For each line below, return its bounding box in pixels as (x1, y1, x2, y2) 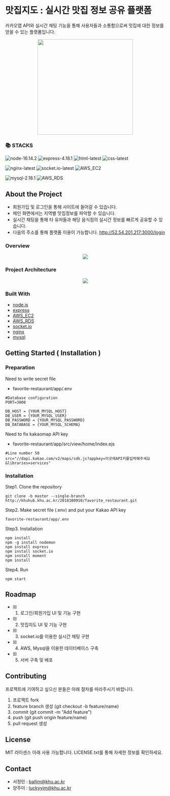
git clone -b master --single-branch (5, 494, 85, 499)
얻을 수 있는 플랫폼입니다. (5, 28, 56, 35)
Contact (5, 764, 31, 773)
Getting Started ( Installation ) (5, 349, 101, 357)
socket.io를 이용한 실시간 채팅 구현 (20, 633, 90, 639)
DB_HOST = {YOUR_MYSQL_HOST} (5, 409, 67, 414)
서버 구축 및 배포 (20, 657, 53, 663)
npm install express (5, 544, 49, 549)
